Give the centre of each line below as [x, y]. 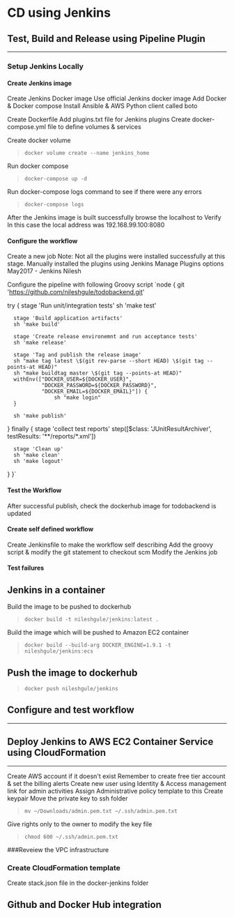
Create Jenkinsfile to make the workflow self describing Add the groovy [110, 545]
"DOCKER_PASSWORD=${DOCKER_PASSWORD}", [99, 386]
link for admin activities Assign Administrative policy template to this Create [115, 791]
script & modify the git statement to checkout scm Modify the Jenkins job [112, 552]
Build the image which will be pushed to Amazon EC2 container [98, 632]
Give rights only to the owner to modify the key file [80, 824]
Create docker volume [39, 140]
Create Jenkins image [39, 83]
